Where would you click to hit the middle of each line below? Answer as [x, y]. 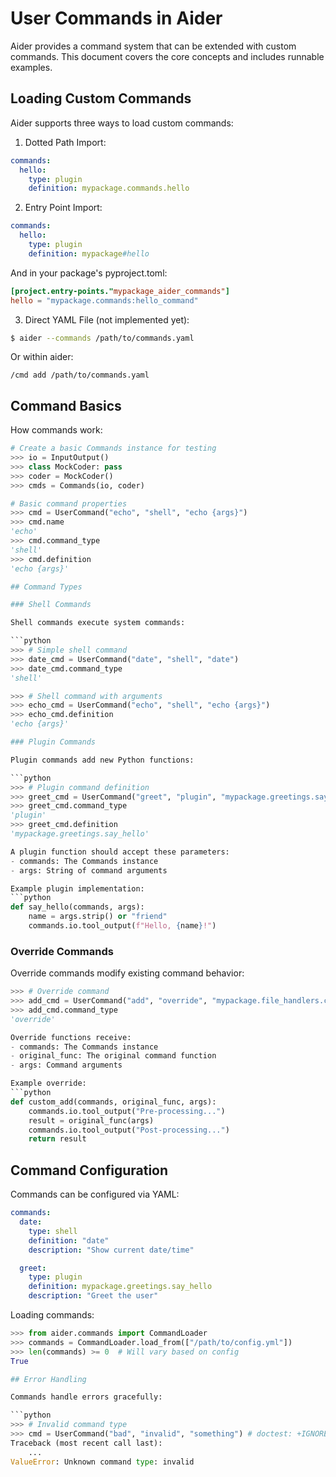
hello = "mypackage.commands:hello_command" [104, 300]
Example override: [48, 1083]
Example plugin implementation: [77, 888]
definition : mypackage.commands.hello [109, 188]
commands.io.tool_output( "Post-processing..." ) [129, 1130]
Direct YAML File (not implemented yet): [107, 319]
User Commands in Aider [116, 18]
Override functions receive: [71, 1037]
